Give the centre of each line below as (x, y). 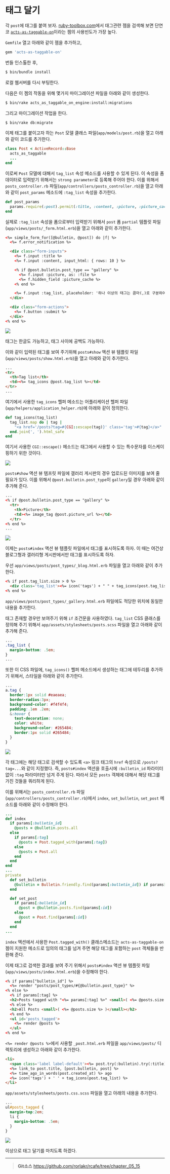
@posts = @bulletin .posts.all (46, 828)
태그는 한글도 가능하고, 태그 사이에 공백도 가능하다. (55, 341)
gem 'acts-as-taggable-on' (34, 52)
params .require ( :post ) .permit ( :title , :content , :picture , (73, 206)
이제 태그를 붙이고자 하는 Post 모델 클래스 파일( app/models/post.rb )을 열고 (80, 133)
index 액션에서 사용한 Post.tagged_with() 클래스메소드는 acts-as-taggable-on (84, 942)
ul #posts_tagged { (25, 1108)
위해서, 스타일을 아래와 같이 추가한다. (47, 676)
